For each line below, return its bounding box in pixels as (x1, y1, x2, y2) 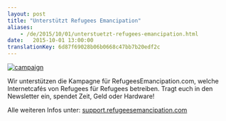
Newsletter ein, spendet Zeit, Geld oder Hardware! (7, 92, 155, 100)
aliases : (7, 23, 33, 31)
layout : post (7, 10, 46, 18)
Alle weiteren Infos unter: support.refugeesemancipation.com (7, 106, 188, 114)
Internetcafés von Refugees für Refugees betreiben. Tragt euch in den (7, 85, 213, 93)
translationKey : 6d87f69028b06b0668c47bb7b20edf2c (7, 43, 161, 51)
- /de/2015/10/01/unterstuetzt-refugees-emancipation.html (20, 30, 199, 38)
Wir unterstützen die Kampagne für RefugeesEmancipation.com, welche (7, 77, 219, 85)
